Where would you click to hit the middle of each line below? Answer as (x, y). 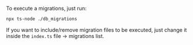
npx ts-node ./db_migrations (42, 19)
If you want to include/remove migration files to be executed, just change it (97, 30)
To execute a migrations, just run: (46, 8)
